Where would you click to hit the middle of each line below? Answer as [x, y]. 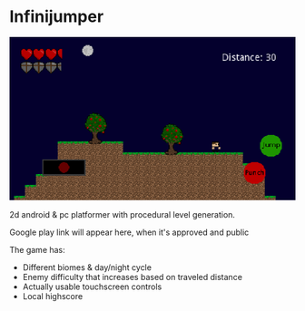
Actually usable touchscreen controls [92, 287]
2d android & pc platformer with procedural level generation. [123, 214]
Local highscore [53, 296]
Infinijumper [57, 17]
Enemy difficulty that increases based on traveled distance [133, 277]
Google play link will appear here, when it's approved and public [129, 232]
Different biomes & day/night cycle [87, 267]
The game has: [37, 249]
